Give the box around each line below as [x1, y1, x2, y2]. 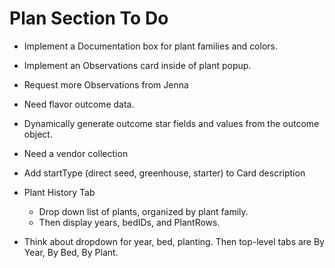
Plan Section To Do [9, 7, 169, 30]
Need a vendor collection [23, 147, 129, 159]
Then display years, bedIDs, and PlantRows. [38, 216, 221, 228]
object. [23, 128, 53, 140]
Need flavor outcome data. [23, 98, 135, 110]
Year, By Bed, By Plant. [23, 246, 119, 258]
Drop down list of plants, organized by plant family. [38, 205, 249, 217]
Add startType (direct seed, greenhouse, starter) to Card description [23, 167, 306, 179]
